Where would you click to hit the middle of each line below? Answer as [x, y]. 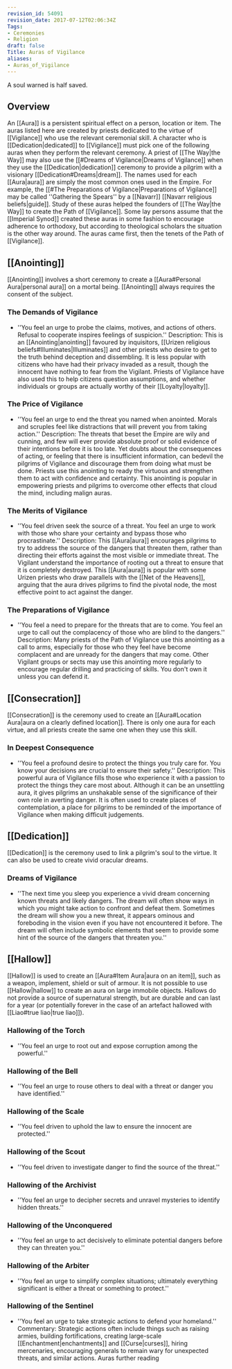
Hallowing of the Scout [46, 1152]
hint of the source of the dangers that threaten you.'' [92, 937]
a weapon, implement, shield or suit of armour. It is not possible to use [107, 983]
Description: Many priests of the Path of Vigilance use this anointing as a [121, 640]
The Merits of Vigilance [47, 511]
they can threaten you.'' [51, 1248]
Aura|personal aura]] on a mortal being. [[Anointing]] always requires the [111, 287]
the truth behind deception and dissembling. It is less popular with [111, 357]
